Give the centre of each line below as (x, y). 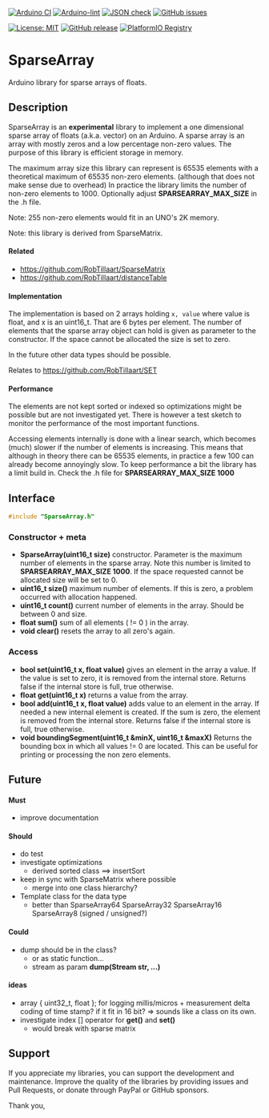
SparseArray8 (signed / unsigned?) (90, 914)
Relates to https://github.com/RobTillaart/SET (83, 370)
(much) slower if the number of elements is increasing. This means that (126, 448)
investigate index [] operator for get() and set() (98, 1019)
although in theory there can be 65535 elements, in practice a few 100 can (131, 456)
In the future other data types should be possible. (90, 355)
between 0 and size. (53, 614)
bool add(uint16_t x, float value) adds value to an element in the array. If (140, 703)
